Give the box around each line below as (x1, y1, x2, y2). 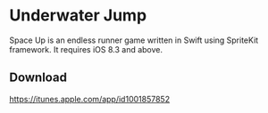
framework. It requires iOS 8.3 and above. (9, 44, 163, 54)
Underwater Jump (9, 5, 147, 26)
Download (9, 70, 67, 85)
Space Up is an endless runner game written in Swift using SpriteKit (9, 35, 259, 45)
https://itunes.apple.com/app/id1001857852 (9, 93, 171, 104)
